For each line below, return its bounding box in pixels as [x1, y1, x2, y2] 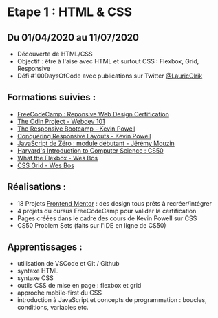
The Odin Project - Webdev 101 [17, 117, 105, 125]
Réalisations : [7, 181, 67, 193]
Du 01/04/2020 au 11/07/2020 [7, 32, 140, 43]
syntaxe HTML [17, 266, 59, 275]
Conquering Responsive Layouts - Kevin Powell [17, 131, 151, 140]
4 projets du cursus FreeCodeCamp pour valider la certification [17, 206, 197, 215]
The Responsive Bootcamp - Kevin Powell [17, 125, 136, 133]
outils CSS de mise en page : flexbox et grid [17, 282, 142, 290]
